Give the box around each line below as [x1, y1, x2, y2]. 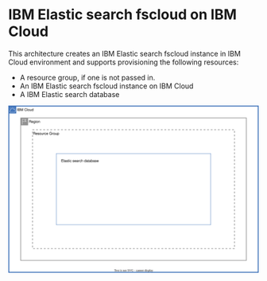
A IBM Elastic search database [19, 89, 120, 99]
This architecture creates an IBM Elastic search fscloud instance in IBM [8, 49, 241, 58]
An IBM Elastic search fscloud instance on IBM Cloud [19, 81, 194, 91]
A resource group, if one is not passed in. [19, 72, 156, 82]
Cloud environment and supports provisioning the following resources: [8, 57, 239, 67]
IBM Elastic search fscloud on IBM [8, 6, 237, 24]
